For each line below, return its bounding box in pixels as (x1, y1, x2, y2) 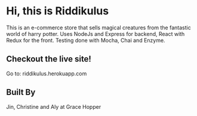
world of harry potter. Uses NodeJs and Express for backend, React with (6, 30, 185, 37)
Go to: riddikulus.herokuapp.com (6, 70, 87, 77)
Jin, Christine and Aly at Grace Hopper (6, 103, 101, 110)
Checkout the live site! (6, 54, 91, 64)
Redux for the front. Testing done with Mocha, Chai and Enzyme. (6, 36, 165, 44)
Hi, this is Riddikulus (6, 4, 109, 18)
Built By (6, 87, 36, 97)
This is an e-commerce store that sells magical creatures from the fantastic (6, 24, 191, 31)
